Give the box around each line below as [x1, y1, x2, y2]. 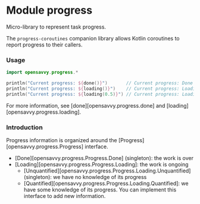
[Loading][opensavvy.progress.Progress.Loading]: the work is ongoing [14, 161, 189, 168]
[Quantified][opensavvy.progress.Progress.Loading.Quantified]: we [23, 180, 189, 187]
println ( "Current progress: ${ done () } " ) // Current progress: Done [6, 80, 193, 86]
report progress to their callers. [6, 41, 83, 48]
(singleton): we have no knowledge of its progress [23, 174, 147, 181]
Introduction [6, 123, 43, 131]
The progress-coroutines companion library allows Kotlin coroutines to [6, 34, 180, 42]
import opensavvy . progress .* [6, 70, 79, 76]
